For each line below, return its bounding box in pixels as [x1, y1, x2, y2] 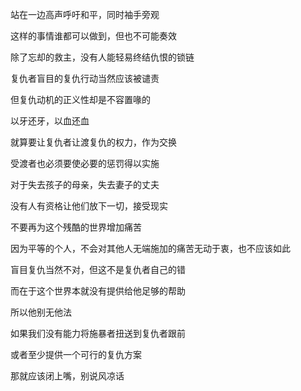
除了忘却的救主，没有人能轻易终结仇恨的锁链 [10, 51, 195, 63]
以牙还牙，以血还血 [10, 115, 90, 127]
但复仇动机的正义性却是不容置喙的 [10, 94, 151, 105]
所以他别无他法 [10, 306, 72, 318]
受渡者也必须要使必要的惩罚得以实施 [10, 158, 160, 169]
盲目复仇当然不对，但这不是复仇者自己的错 [10, 264, 186, 275]
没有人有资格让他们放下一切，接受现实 [10, 200, 168, 212]
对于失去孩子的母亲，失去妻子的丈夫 [10, 179, 160, 190]
